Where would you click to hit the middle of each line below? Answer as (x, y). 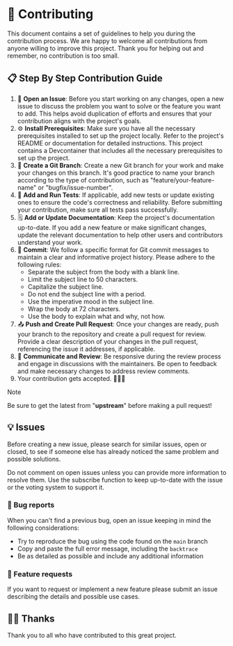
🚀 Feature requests (40, 574)
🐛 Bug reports (31, 505)
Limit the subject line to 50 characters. (82, 279)
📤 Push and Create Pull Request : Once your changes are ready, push (118, 324)
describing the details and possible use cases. (74, 597)
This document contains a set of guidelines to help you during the (102, 33)
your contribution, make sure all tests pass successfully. (98, 210)
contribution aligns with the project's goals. (79, 120)
